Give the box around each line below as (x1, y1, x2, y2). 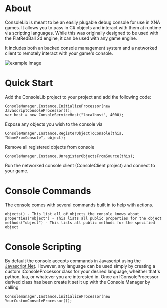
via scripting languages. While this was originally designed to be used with (5, 30, 159, 36)
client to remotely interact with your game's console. (5, 50, 113, 56)
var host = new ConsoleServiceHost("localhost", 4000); (5, 112, 124, 117)
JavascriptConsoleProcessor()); (5, 108, 72, 113)
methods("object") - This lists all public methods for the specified (5, 220, 155, 225)
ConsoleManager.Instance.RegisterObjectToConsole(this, (5, 131, 124, 136)
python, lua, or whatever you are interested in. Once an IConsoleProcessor (5, 273, 159, 280)
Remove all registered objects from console (5, 144, 95, 150)
